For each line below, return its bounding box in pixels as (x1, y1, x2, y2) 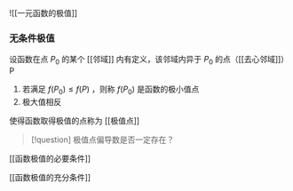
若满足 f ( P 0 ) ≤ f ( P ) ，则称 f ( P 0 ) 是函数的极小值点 (21, 84, 200, 96)
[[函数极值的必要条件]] (9, 153, 91, 163)
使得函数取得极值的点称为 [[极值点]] (9, 115, 140, 126)
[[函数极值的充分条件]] (9, 171, 91, 182)
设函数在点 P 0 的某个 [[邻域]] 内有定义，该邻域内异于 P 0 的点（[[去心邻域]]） (9, 54, 289, 67)
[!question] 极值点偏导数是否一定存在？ (30, 134, 175, 145)
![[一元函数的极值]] (9, 8, 78, 18)
